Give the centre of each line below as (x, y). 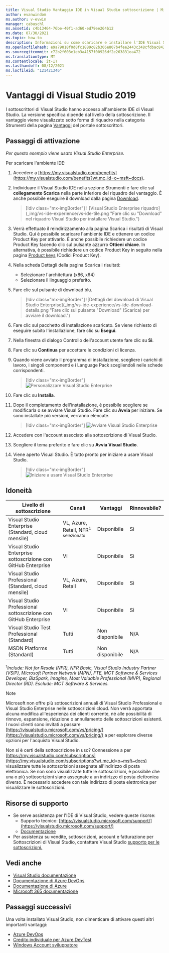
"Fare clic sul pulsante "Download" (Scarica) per (100, 310)
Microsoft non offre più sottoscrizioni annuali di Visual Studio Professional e (84, 703)
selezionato (74, 536)
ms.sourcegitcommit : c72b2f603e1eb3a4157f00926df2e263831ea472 (73, 52)
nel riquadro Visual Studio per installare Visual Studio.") (82, 218)
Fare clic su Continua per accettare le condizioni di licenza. (74, 350)
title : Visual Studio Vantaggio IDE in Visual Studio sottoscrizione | (82, 10)
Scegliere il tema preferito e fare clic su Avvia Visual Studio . (75, 444)
